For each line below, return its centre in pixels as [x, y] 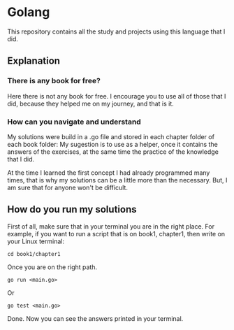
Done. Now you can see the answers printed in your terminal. [95, 318]
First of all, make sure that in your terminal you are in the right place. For [111, 226]
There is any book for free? [54, 81]
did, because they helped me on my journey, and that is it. [91, 103]
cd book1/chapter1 [34, 254]
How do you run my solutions [72, 209]
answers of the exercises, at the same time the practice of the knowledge [113, 152]
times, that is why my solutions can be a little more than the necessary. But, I [117, 180]
